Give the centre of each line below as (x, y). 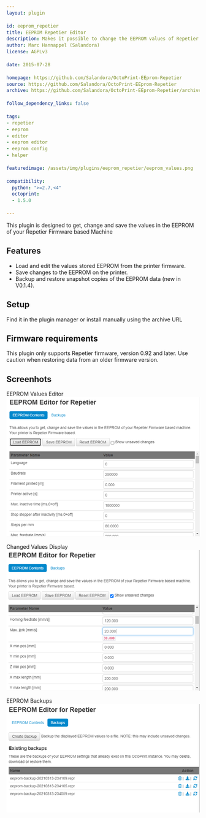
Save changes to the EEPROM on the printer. (71, 272)
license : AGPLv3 (27, 52)
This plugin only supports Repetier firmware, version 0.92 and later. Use (97, 353)
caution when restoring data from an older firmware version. (82, 360)
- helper (17, 155)
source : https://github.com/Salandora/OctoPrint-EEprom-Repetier (91, 84)
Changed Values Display (37, 547)
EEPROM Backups (29, 701)
